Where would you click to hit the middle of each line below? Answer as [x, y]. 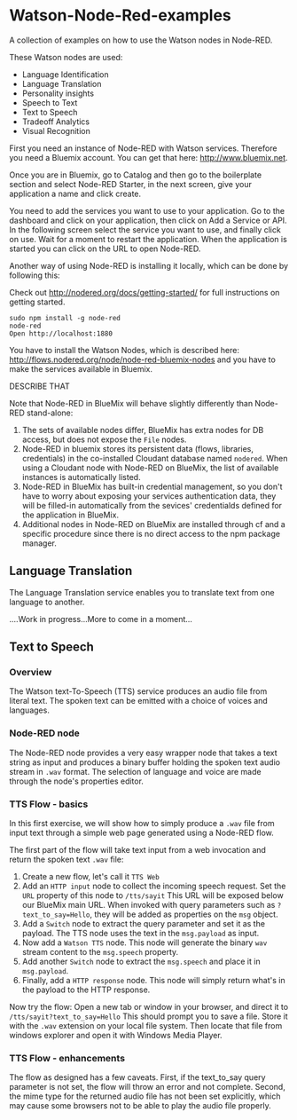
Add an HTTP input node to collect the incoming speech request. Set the [154, 886]
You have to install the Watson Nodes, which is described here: [124, 350]
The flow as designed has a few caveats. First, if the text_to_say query [137, 1077]
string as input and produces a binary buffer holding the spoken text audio [145, 762]
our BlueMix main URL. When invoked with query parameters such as [148, 905]
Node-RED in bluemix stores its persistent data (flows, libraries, [138, 448]
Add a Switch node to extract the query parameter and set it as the [144, 924]
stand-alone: [50, 413]
